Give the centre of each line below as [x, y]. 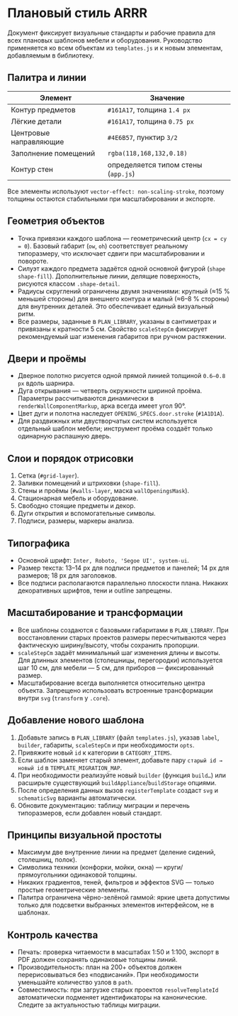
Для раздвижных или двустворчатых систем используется [107, 421]
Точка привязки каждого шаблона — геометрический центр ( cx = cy [122, 238]
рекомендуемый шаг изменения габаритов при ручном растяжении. [122, 336]
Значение [168, 97]
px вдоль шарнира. [46, 383]
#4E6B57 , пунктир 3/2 [143, 137]
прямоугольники [43, 875]
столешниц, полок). [47, 860]
